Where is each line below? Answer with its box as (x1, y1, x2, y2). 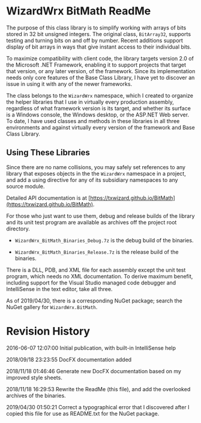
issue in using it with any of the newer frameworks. (6, 80, 133, 88)
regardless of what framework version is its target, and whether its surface (6, 104, 191, 112)
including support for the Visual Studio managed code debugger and (6, 279, 176, 286)
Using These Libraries (6, 148, 90, 158)
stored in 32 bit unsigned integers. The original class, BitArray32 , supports (6, 30, 191, 37)
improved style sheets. (6, 374, 63, 381)
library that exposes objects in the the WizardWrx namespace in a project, (6, 170, 186, 177)
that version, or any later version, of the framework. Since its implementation (6, 67, 196, 74)
